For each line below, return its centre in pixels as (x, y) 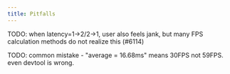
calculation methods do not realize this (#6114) (76, 41)
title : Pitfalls (31, 14)
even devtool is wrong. (41, 62)
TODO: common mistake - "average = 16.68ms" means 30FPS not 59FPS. (116, 55)
